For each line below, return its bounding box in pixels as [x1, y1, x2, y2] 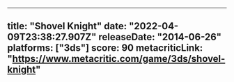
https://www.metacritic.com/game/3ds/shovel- [12, 53, 226, 65]
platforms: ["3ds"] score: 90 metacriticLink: [7, 42, 203, 54]
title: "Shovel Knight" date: [7, 20, 127, 32]
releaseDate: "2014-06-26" [98, 31, 221, 43]
